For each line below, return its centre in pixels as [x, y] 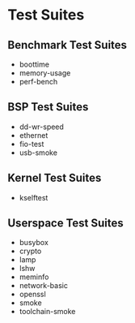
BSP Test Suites [48, 107]
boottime [34, 64]
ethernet [34, 135]
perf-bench [38, 82]
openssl [32, 295]
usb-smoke [38, 153]
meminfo [34, 277]
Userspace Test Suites [66, 224]
